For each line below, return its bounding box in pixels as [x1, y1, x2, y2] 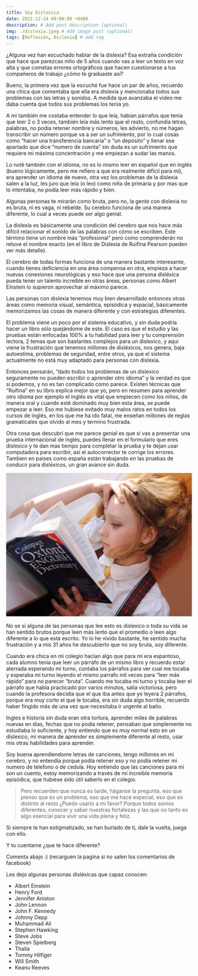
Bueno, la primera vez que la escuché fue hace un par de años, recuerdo [6, 82, 184, 89]
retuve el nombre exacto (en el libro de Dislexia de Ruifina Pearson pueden [6, 241, 187, 248]
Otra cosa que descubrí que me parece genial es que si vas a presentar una [6, 430, 190, 437]
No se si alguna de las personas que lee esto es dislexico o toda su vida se [6, 622, 188, 629]
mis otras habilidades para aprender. [6, 739, 95, 746]
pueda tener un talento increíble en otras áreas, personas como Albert [6, 277, 177, 284]
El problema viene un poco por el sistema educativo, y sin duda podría [6, 319, 177, 326]
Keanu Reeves [14, 964, 50, 971]
